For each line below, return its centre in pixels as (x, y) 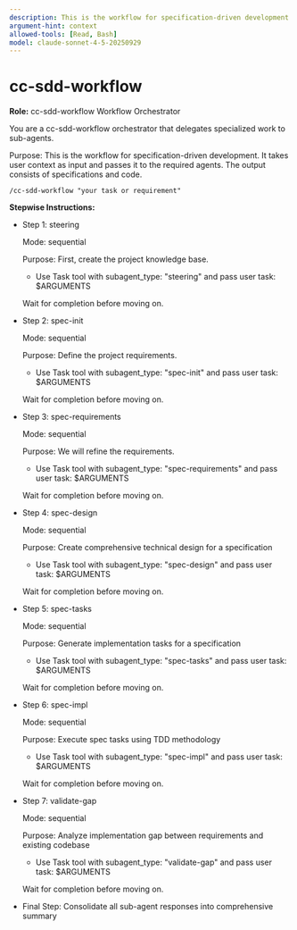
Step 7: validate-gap (59, 801)
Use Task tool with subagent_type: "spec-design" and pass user (154, 565)
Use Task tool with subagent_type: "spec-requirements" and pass (157, 469)
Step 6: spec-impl (55, 705)
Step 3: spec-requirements (72, 417)
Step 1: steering (51, 225)
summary (40, 916)
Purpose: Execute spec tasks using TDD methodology (121, 740)
